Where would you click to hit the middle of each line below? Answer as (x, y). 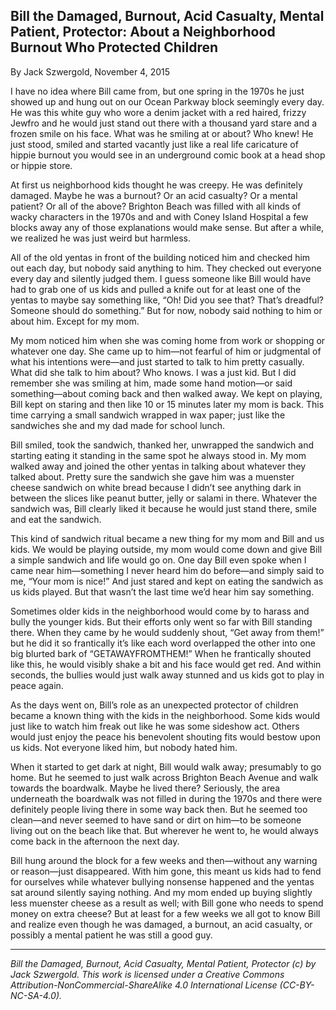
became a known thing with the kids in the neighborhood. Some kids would (165, 715)
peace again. (37, 685)
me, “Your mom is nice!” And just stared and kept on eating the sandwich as (167, 581)
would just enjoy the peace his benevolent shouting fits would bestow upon (165, 736)
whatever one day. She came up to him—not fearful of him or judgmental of (166, 351)
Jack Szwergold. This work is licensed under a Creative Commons (147, 974)
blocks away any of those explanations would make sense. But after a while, (167, 227)
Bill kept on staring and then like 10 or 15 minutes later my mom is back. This (167, 404)
